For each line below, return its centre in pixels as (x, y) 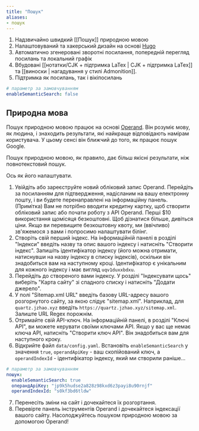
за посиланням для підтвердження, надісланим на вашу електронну (102, 193)
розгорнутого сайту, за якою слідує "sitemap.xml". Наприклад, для (99, 301)
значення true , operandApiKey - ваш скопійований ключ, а (87, 352)
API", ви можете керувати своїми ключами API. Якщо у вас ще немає (103, 326)
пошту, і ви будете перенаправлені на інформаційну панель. (91, 200)
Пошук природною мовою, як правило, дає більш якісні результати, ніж (98, 157)
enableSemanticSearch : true (46, 380)
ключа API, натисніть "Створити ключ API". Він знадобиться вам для (102, 333)
